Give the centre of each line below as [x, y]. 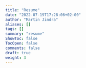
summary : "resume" [25, 34]
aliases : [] [18, 24]
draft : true [18, 53]
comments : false [23, 48]
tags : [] [15, 29]
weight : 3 [16, 58]
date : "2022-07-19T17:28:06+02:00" [43, 15]
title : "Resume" [23, 10]
